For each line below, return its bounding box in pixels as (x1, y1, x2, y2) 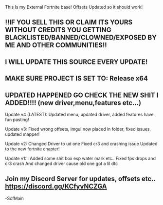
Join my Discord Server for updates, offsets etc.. (5, 175, 156, 183)
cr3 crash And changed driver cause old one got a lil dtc (5, 161, 118, 166)
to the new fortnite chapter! (5, 146, 60, 152)
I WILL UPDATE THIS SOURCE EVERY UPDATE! (5, 58, 148, 66)
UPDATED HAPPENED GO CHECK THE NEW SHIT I (5, 91, 159, 99)
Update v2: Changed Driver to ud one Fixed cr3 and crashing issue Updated (5, 141, 158, 146)
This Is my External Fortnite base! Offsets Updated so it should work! (5, 4, 143, 10)
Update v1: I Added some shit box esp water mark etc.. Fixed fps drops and (5, 155, 156, 161)
